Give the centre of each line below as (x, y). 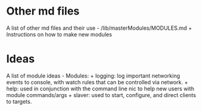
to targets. (19, 101)
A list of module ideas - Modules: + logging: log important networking (93, 76)
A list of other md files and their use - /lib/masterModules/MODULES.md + (99, 28)
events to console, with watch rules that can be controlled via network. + (97, 82)
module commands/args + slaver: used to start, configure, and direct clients (101, 95)
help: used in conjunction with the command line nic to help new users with (100, 89)
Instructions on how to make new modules (59, 34)
